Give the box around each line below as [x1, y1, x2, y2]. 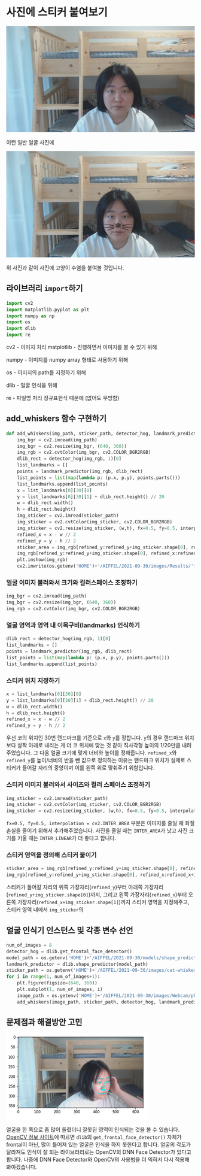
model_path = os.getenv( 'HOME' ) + [6, 954, 90, 961]
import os [6, 319, 31, 325]
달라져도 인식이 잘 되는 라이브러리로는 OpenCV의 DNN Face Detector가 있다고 [6, 1148, 191, 1156]
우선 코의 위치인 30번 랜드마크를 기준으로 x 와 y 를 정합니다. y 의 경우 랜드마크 [6, 734, 184, 741]
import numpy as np [6, 313, 55, 319]
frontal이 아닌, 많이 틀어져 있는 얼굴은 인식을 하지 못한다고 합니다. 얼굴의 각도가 [6, 1141, 191, 1148]
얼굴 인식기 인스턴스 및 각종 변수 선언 [6, 925, 133, 935]
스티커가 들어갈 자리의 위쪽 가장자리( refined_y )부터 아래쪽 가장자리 [6, 884, 164, 891]
